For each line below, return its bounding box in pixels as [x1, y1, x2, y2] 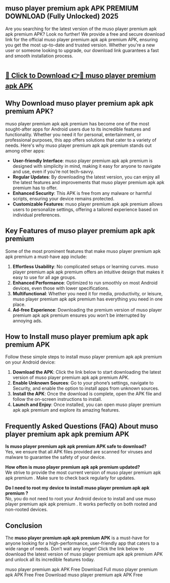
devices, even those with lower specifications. [12, 285, 110, 291]
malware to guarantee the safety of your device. [5, 454, 106, 461]
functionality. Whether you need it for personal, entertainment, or [5, 131, 142, 137]
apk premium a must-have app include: [5, 254, 87, 260]
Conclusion [5, 521, 43, 530]
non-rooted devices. [5, 506, 48, 513]
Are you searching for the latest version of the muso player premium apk [5, 26, 157, 32]
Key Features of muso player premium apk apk [5, 226, 155, 235]
